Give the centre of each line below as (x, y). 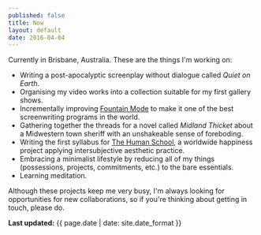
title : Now (26, 23)
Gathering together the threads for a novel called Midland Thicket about (136, 125)
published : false (37, 15)
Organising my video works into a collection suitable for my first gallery (135, 92)
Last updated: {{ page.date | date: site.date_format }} (95, 223)
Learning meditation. (53, 176)
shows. (31, 100)
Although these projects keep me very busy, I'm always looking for (116, 191)
